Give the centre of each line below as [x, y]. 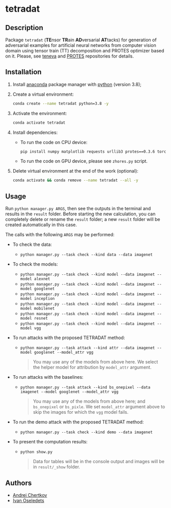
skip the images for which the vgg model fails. [81, 412]
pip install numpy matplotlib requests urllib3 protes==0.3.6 [88, 151]
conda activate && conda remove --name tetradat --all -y [75, 180]
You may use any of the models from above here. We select [95, 362]
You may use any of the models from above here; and [89, 401]
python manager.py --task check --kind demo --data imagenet [86, 432]
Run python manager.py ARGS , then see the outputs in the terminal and [78, 209]
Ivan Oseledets [28, 500]
